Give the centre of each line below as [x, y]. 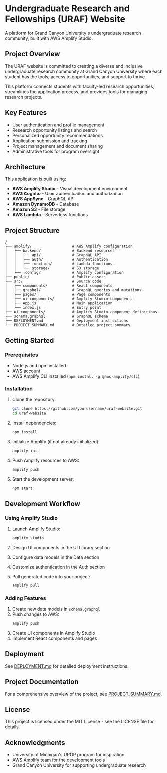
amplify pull [26, 585]
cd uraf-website [29, 414]
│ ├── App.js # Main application [59, 303]
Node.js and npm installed [39, 365]
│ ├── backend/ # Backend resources [60, 251]
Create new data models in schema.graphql [56, 609]
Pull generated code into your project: [51, 576]
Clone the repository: [34, 400]
